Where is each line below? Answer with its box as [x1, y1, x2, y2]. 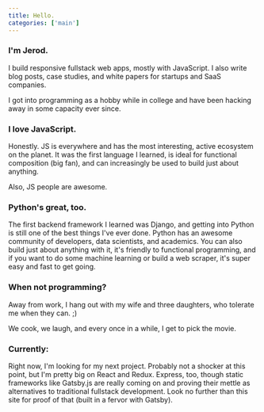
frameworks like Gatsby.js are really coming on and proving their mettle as [8, 378, 251, 387]
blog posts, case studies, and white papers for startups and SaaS [8, 71, 222, 81]
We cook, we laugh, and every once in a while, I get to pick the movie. [8, 323, 236, 333]
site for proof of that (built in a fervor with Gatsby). [8, 395, 173, 404]
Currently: [8, 343, 49, 354]
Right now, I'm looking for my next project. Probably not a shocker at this [8, 361, 246, 371]
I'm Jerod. [8, 45, 49, 56]
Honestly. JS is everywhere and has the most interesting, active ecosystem [8, 142, 254, 151]
